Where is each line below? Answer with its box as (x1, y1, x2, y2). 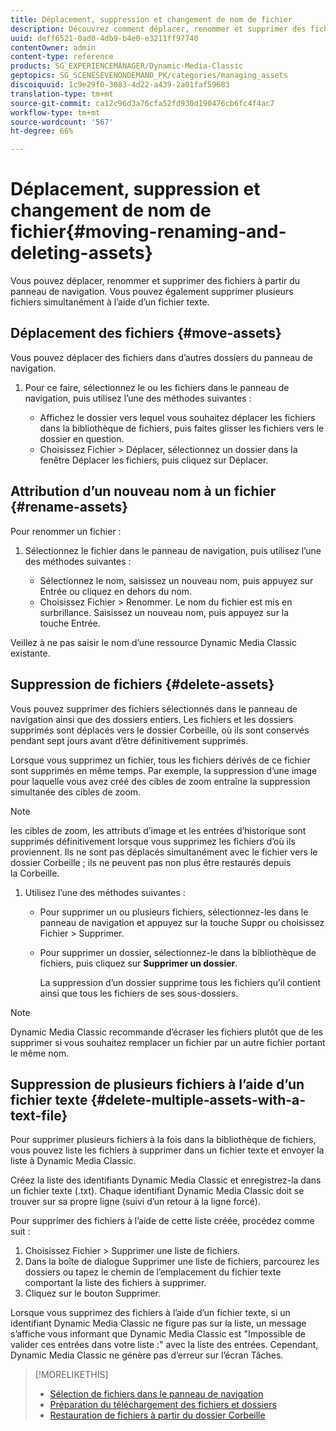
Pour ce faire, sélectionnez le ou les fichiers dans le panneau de (24, 381, 290, 393)
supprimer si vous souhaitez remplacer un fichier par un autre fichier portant (10, 1036, 326, 1048)
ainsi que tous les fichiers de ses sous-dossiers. (39, 987, 239, 999)
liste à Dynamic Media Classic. (10, 1155, 137, 1167)
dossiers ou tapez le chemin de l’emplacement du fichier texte (24, 1266, 282, 1278)
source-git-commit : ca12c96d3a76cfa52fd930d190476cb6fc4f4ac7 (10, 98, 275, 108)
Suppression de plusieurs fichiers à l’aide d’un (10, 1076, 305, 1093)
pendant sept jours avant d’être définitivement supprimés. (10, 734, 249, 746)
